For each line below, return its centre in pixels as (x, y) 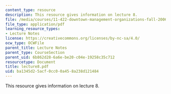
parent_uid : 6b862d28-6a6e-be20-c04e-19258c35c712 (60, 57)
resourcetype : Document (31, 62)
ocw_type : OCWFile (25, 43)
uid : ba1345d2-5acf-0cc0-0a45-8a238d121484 (52, 72)
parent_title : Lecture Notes (36, 48)
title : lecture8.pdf (27, 67)
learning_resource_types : (33, 29)
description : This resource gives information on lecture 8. (72, 15)
